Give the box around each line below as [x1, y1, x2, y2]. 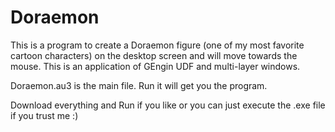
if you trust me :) [10, 109, 79, 121]
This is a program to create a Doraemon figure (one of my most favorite [10, 39, 305, 51]
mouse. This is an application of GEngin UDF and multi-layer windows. [10, 60, 301, 72]
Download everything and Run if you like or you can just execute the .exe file [10, 99, 326, 111]
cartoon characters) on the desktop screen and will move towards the [10, 49, 298, 61]
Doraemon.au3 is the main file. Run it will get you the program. [10, 79, 268, 91]
